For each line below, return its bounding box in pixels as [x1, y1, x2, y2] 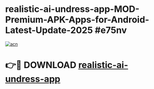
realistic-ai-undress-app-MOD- [5, 3, 140, 15]
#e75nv [94, 25, 127, 36]
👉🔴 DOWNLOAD [5, 60, 76, 71]
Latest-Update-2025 [5, 25, 93, 36]
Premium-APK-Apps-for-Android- [5, 14, 149, 25]
